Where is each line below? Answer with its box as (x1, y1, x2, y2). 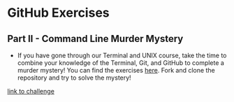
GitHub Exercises (7, 5, 110, 21)
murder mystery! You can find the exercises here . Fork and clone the (17, 66, 215, 74)
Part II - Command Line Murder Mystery (7, 33, 184, 45)
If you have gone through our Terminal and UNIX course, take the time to (17, 51, 227, 59)
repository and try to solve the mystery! (17, 73, 131, 82)
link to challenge (7, 87, 54, 95)
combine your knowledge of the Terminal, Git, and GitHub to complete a (17, 59, 225, 67)
